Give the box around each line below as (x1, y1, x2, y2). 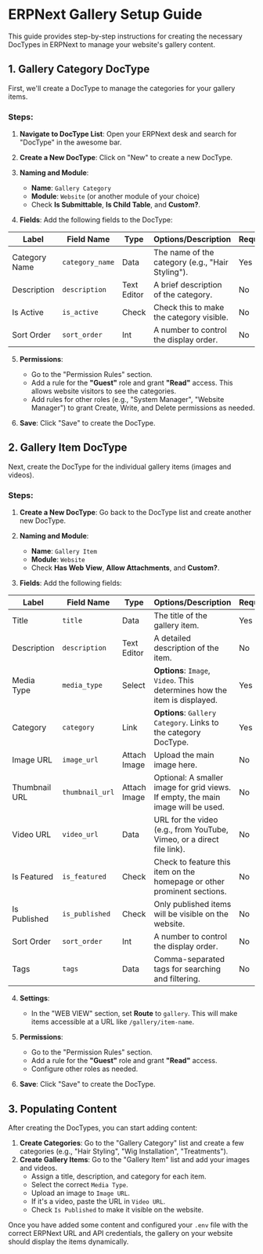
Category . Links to (153, 717, 219, 728)
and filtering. (153, 974, 201, 985)
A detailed (153, 633, 192, 644)
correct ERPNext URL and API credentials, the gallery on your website (8, 1228, 233, 1238)
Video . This (153, 675, 194, 686)
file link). (153, 844, 186, 855)
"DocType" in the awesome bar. (19, 137, 122, 147)
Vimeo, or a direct (153, 834, 219, 845)
